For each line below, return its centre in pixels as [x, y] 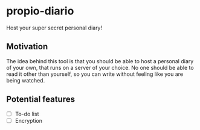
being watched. [26, 80]
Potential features [41, 100]
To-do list [27, 114]
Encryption [29, 120]
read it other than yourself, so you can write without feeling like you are [95, 74]
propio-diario [40, 11]
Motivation [27, 47]
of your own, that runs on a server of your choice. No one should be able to [100, 67]
